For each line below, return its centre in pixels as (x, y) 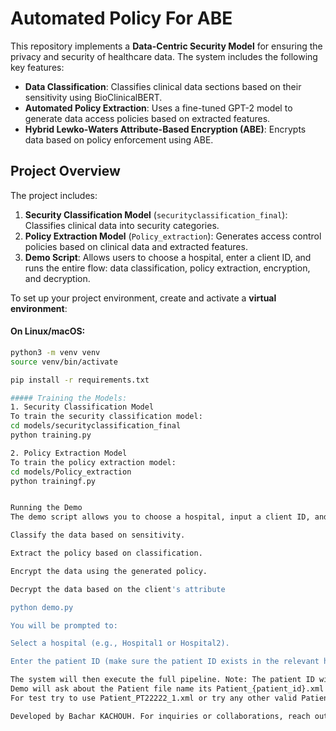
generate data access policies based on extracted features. (147, 118)
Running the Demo (46, 508)
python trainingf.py (53, 481)
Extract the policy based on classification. (106, 553)
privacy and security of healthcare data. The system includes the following (164, 56)
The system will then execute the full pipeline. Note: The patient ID (162, 680)
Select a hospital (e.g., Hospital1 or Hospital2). (120, 643)
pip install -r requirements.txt (80, 380)
